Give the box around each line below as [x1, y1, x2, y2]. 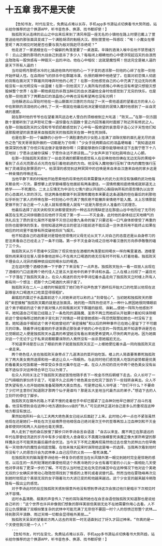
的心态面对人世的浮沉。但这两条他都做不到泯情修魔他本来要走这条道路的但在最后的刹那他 [5, 192, 156, 197]
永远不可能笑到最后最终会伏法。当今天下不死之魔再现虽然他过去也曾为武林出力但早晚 [12, 440, 156, 444]
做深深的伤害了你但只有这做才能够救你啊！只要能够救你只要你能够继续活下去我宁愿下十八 [5, 145, 156, 151]
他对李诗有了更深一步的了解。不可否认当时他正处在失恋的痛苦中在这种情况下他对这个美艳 [5, 465, 156, 470]
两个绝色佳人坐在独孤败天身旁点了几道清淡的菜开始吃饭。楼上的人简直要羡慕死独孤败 [11, 352, 156, 357]
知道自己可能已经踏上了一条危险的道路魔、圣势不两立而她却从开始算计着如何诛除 [15, 310, 153, 316]
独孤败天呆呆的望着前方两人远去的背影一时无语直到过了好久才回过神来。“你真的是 [11, 517, 151, 522]
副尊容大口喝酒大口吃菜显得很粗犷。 [5, 290, 67, 295]
